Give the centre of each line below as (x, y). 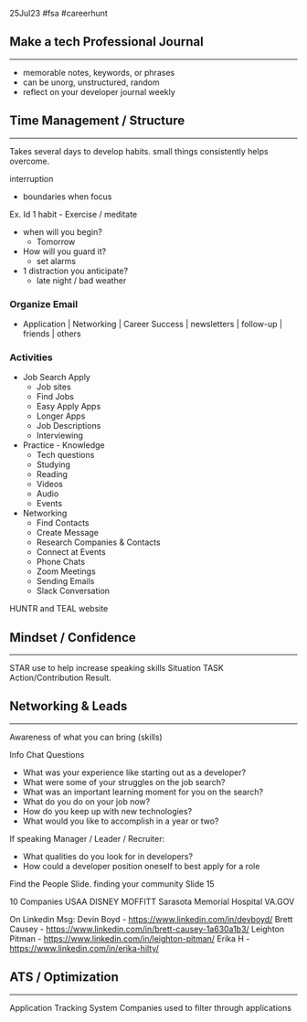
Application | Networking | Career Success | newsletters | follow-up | (153, 324)
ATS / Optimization (64, 977)
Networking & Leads (69, 706)
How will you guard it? (64, 251)
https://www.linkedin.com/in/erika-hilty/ (85, 948)
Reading (52, 474)
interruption (32, 178)
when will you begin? (62, 231)
